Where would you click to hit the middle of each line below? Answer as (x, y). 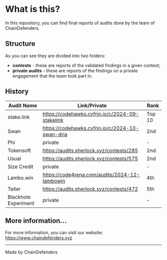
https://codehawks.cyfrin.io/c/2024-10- (91, 128)
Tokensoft (19, 150)
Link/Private (92, 105)
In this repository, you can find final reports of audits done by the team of (80, 23)
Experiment (21, 203)
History (17, 92)
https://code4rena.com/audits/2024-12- (91, 175)
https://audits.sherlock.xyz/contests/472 (90, 189)
